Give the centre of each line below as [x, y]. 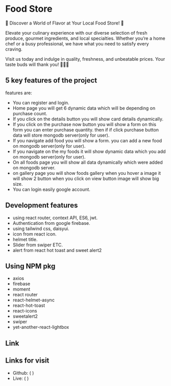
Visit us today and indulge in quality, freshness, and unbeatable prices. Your [85, 59]
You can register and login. [41, 102]
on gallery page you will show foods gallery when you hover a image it [87, 173]
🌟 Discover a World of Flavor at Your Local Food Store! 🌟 [65, 23]
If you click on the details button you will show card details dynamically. [88, 119]
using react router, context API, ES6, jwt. [55, 218]
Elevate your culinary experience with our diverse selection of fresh [76, 33]
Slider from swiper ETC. [38, 245]
